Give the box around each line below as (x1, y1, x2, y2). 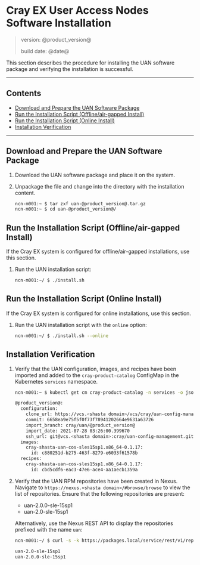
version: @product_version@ (20, 36, 92, 43)
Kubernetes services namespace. (14, 378, 98, 385)
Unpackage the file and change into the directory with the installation (14, 183, 185, 190)
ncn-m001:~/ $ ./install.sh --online (14, 332, 109, 339)
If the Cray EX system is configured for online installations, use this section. (6, 310, 192, 317)
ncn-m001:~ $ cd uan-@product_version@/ (14, 206, 117, 212)
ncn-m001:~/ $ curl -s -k (14, 538, 79, 544)
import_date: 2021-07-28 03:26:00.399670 (26, 428, 130, 434)
